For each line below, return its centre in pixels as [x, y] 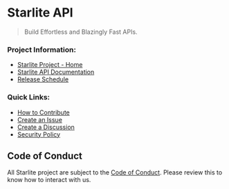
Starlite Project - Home [50, 65]
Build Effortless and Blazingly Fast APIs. [81, 32]
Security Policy [39, 134]
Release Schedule [43, 79]
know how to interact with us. [49, 180]
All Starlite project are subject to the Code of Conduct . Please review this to [115, 172]
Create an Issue [39, 119]
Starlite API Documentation [56, 72]
